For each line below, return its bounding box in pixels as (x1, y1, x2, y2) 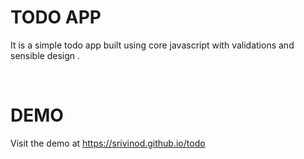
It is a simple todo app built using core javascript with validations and (10, 39, 295, 51)
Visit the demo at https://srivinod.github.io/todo (10, 137, 206, 149)
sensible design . (10, 49, 81, 61)
